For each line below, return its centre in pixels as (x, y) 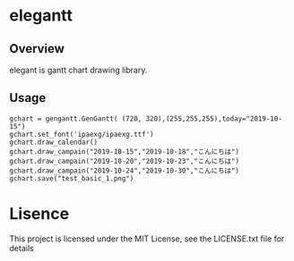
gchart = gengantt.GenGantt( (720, (76, 118)
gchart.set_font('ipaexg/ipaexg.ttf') (82, 134)
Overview (37, 49)
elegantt (41, 16)
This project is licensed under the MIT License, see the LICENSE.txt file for (147, 239)
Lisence (39, 214)
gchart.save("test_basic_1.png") (72, 178)
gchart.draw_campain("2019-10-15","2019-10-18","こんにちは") (125, 152)
